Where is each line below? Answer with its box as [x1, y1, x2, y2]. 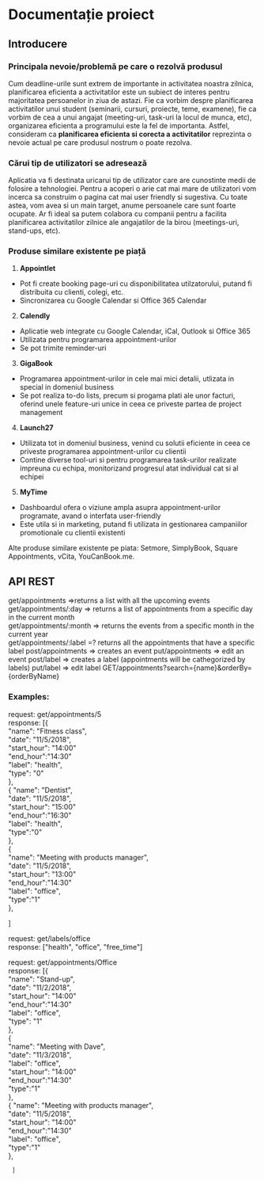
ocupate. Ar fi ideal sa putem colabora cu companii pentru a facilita [8, 209, 227, 219]
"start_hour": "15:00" [8, 802, 77, 811]
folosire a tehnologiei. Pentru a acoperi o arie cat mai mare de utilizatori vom [8, 184, 257, 193]
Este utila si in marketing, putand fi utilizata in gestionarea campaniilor [19, 520, 247, 529]
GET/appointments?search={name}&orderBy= [102, 663, 253, 672]
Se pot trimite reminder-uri [19, 343, 107, 353]
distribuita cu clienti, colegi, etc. [19, 288, 124, 297]
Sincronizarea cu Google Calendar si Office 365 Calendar [19, 295, 207, 306]
